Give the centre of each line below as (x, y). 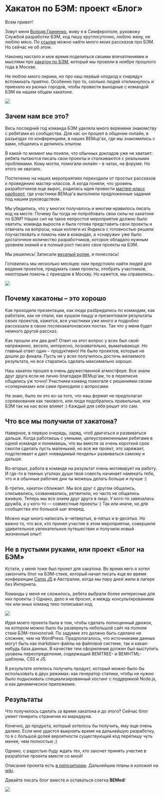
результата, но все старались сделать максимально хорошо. (69, 361)
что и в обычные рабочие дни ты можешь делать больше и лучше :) (76, 479)
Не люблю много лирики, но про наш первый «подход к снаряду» (74, 76)
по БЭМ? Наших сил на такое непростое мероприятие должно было (76, 219)
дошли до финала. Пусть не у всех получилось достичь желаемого (75, 356)
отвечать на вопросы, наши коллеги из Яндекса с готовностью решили (80, 229)
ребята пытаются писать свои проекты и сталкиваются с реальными (77, 158)
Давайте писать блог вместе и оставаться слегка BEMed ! (65, 780)
